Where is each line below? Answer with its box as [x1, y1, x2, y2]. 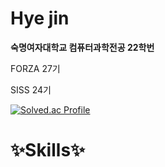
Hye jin [10, 7, 70, 30]
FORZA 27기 [10, 62, 61, 74]
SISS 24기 [10, 83, 52, 96]
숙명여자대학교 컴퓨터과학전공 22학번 [10, 41, 155, 53]
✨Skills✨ [10, 139, 86, 162]
